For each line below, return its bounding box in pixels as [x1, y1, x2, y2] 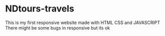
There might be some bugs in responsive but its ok [5, 24, 110, 30]
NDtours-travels [5, 3, 74, 14]
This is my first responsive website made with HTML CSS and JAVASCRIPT [5, 19, 160, 25]
